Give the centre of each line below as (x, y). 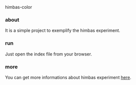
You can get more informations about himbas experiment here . (68, 77)
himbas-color (19, 7)
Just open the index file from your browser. (48, 54)
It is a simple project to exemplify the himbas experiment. (63, 30)
